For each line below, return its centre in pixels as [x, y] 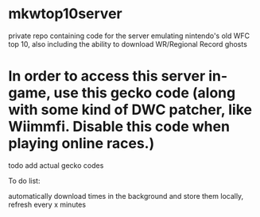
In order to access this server [107, 76]
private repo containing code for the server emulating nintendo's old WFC [129, 36]
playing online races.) [81, 144]
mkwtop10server [65, 14]
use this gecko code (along [145, 93]
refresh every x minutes [47, 204]
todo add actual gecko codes [56, 165]
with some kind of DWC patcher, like [130, 110]
